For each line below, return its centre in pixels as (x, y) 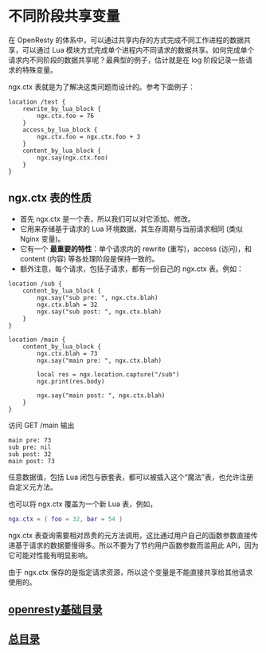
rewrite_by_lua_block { (62, 108)
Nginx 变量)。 (42, 238)
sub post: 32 (30, 454)
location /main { (37, 340)
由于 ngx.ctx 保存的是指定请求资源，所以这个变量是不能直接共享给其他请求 (131, 572)
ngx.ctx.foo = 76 (65, 116)
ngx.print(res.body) (71, 381)
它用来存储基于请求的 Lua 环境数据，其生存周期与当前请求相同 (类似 (131, 229)
